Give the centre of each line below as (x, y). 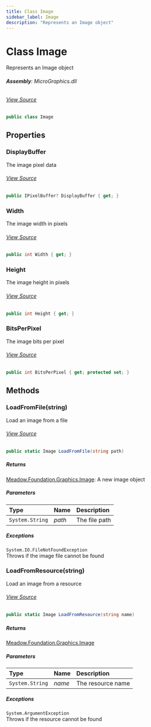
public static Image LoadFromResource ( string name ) (70, 615)
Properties (26, 135)
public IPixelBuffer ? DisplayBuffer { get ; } (62, 196)
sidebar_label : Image (32, 17)
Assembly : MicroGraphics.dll (42, 81)
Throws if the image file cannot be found (55, 556)
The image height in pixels (38, 282)
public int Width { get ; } (39, 255)
